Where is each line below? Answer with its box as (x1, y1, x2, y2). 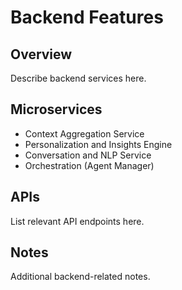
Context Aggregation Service (24, 127, 145, 140)
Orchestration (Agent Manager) (24, 159, 155, 171)
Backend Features (10, 6, 164, 29)
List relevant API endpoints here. (10, 215, 145, 227)
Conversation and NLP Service (24, 149, 152, 161)
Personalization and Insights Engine (24, 138, 173, 150)
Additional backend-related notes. (10, 271, 151, 283)
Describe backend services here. (10, 72, 147, 84)
